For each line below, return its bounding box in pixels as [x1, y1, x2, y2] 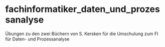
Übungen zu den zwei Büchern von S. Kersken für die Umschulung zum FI [5, 30, 159, 36]
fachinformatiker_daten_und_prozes [5, 3, 160, 15]
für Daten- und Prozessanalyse [5, 36, 70, 42]
